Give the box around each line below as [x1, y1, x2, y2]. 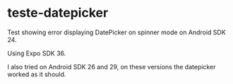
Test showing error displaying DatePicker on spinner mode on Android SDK [7, 28, 226, 36]
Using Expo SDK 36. [7, 49, 66, 57]
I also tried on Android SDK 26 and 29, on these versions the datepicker [7, 62, 216, 71]
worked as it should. [7, 70, 66, 78]
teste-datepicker [7, 5, 109, 21]
